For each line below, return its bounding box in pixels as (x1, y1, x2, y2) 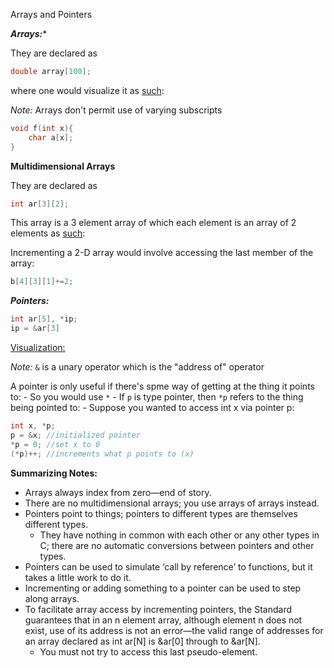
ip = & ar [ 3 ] (10, 324, 60, 334)
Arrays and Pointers (10, 9, 93, 20)
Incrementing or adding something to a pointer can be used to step (24, 582, 302, 594)
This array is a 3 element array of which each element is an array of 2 (10, 217, 297, 229)
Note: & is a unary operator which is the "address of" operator (10, 361, 265, 373)
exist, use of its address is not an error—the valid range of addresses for (24, 624, 324, 636)
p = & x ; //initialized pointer (10, 430, 141, 440)
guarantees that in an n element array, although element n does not (24, 614, 303, 626)
